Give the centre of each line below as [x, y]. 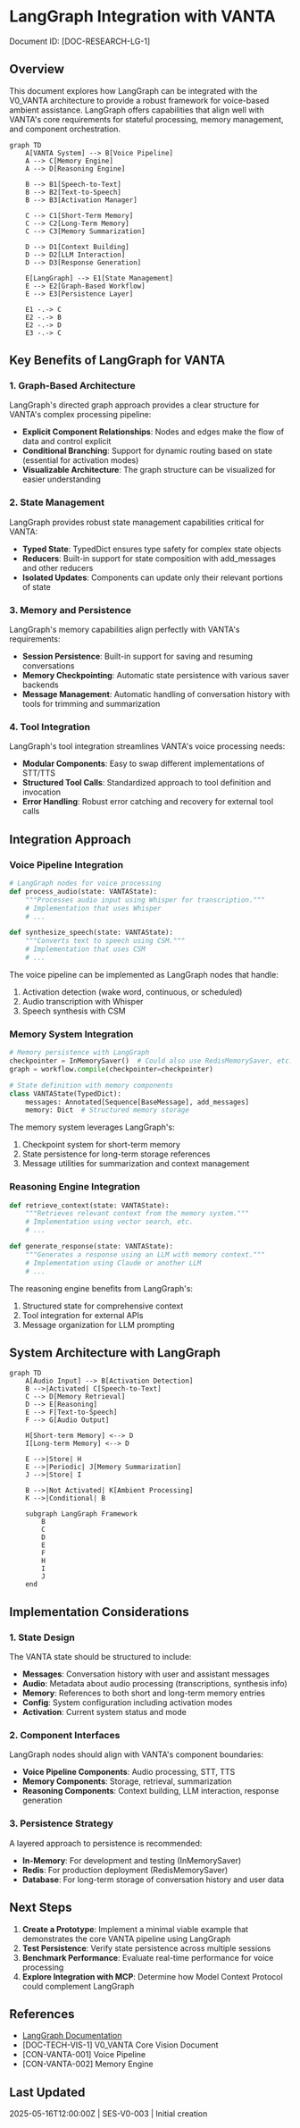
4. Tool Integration [50, 727]
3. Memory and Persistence [71, 610]
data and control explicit [67, 442]
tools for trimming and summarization [91, 704]
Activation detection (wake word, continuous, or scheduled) [132, 992]
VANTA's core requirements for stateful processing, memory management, [146, 119]
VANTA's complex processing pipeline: [80, 415]
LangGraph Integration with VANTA [143, 17]
